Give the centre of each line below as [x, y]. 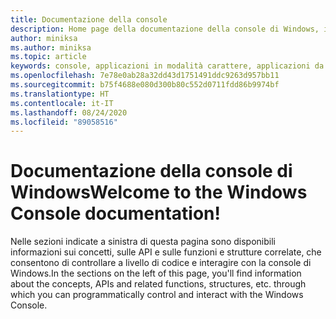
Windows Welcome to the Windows [159, 192]
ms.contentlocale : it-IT [62, 103]
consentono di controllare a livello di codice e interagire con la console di [161, 263]
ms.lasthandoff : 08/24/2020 [69, 112]
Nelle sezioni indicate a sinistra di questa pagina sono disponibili [143, 242]
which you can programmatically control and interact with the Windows [157, 295]
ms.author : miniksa [51, 47]
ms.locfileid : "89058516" [64, 122]
